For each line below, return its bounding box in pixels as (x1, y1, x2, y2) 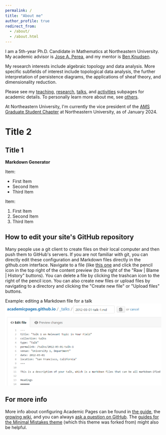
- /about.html (9, 34, 39, 39)
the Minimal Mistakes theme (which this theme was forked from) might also (5, 419, 159, 425)
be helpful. (5, 424, 27, 430)
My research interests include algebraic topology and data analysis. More (5, 63, 155, 69)
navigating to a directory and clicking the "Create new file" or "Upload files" (5, 283, 160, 289)
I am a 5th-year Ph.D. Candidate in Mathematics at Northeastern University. (5, 49, 160, 54)
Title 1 (5, 146, 24, 154)
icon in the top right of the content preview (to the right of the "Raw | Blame (5, 267, 160, 273)
